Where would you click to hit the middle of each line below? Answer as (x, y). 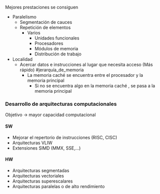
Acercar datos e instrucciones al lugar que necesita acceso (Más (86, 65)
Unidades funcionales (57, 38)
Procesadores (49, 43)
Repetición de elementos (45, 27)
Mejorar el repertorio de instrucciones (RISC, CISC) (65, 137)
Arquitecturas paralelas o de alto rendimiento (59, 186)
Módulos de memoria (56, 49)
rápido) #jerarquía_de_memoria (52, 70)
